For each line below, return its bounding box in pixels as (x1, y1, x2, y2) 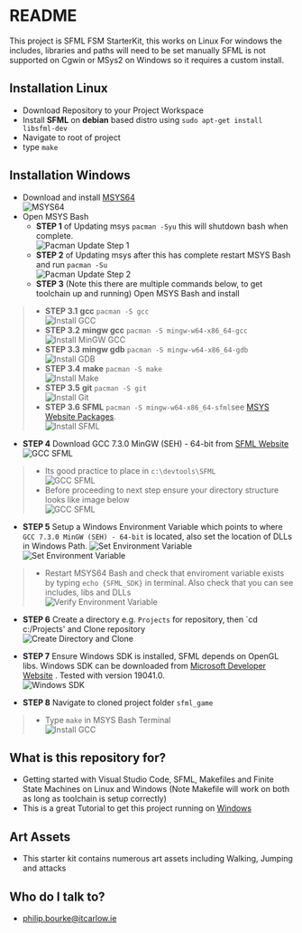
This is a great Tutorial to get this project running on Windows (22, 803, 252, 814)
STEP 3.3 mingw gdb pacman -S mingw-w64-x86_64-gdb (44, 344, 249, 354)
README (9, 5, 78, 26)
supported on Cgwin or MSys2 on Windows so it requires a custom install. (9, 54, 285, 65)
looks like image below (44, 494, 130, 504)
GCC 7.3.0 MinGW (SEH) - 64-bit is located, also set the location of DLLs (22, 531, 293, 542)
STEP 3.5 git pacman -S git (44, 382, 147, 393)
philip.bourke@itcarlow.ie (22, 913, 117, 923)
